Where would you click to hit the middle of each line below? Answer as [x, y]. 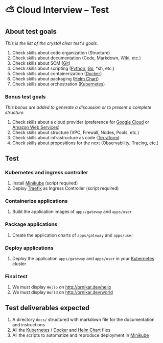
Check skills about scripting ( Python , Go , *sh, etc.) [63, 68]
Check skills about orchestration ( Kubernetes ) [58, 84]
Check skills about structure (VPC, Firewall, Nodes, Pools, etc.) [76, 132]
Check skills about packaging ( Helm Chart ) [55, 79]
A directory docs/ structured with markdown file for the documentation [83, 319]
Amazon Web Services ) [36, 127]
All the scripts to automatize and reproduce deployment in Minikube [81, 335]
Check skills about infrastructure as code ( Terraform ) [66, 138]
